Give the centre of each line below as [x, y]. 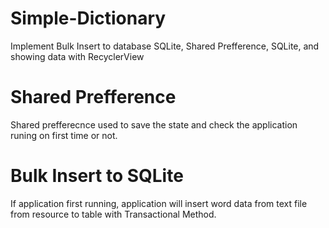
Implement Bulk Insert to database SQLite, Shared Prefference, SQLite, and [165, 46]
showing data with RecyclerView [77, 56]
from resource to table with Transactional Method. [113, 214]
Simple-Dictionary [88, 18]
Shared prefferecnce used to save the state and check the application [154, 124]
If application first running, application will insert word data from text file [159, 203]
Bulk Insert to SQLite [97, 176]
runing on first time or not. [64, 135]
